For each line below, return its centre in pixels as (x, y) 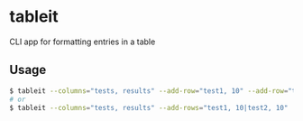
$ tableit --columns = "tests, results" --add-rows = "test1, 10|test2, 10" (149, 107)
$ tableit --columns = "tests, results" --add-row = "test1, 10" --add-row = (149, 91)
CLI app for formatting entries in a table (83, 42)
